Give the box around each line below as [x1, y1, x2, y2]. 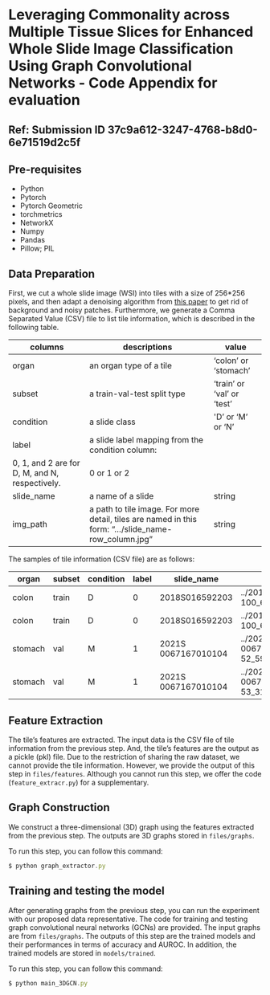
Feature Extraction [8, 713, 103, 728]
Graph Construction [8, 801, 110, 814]
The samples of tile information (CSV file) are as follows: [8, 554, 195, 564]
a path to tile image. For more [89, 504, 200, 515]
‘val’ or [213, 388, 239, 399]
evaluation [8, 91, 80, 109]
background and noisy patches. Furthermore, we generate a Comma [8, 305, 235, 315]
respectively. [12, 478, 62, 489]
